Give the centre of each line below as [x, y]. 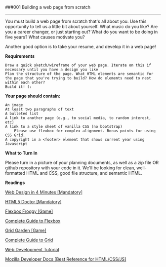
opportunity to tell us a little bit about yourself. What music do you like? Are [82, 26]
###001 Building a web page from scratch [48, 7]
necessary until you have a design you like [52, 70]
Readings [15, 183]
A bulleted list [22, 114]
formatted [15, 173]
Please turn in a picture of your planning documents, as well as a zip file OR [82, 163]
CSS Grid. [15, 135]
